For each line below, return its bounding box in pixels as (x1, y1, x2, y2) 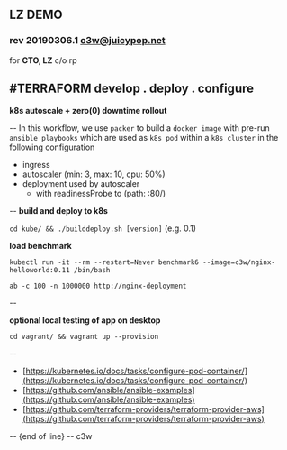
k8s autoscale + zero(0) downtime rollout (9, 105, 167, 115)
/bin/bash (73, 265, 111, 274)
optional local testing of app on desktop (9, 315, 161, 326)
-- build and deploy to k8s (9, 205, 108, 216)
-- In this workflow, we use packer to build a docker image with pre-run (9, 122, 270, 133)
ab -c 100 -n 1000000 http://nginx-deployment (9, 281, 187, 290)
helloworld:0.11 (9, 265, 70, 274)
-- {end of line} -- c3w (9, 430, 93, 441)
